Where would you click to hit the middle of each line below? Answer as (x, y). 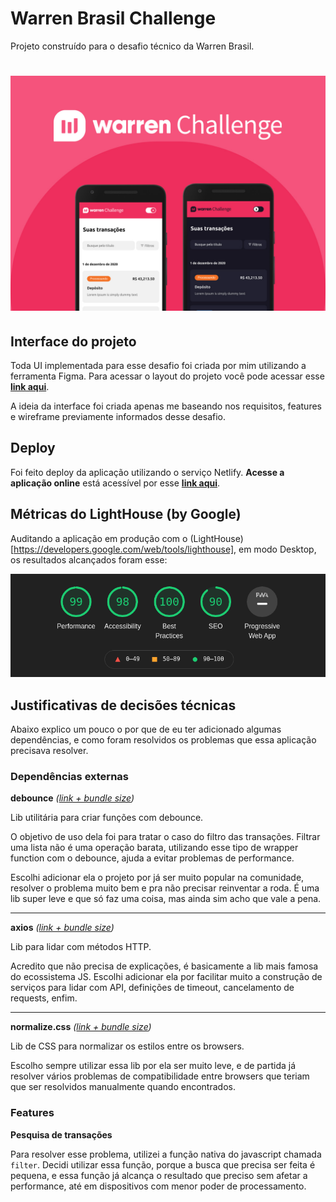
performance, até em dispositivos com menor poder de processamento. (158, 1186)
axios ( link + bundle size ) (62, 928)
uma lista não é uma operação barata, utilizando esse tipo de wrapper (154, 848)
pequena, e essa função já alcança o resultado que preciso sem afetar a (159, 1175)
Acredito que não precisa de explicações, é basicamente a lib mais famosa (164, 966)
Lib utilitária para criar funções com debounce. (107, 818)
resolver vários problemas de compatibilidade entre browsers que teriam (160, 1076)
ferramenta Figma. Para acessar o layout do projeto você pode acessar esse (167, 376)
